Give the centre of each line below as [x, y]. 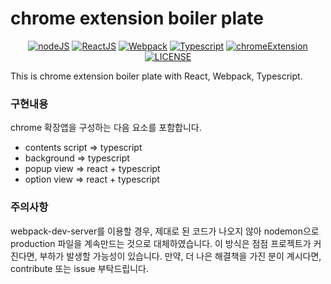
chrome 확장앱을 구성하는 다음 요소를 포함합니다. [106, 128]
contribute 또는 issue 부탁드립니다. [79, 268]
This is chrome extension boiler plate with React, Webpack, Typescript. [156, 76]
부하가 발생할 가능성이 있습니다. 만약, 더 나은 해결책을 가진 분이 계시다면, [180, 256]
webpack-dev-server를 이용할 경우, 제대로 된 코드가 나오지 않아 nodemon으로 [165, 231]
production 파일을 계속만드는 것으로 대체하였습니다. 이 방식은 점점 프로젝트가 [161, 243]
